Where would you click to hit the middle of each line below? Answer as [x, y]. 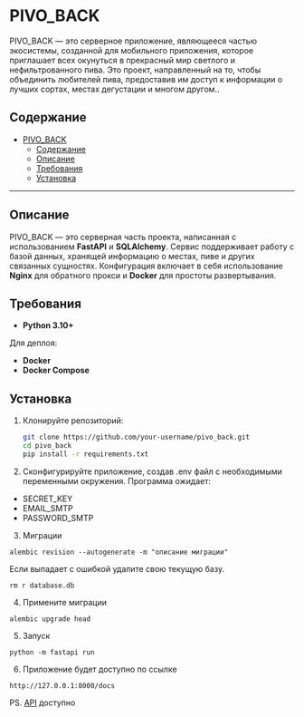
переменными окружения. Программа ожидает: [116, 480]
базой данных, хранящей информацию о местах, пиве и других [132, 256]
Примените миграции [64, 602]
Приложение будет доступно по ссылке [100, 669]
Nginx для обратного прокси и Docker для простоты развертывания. [143, 275]
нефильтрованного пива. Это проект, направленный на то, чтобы [135, 70]
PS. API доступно [43, 702]
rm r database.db [42, 586]
